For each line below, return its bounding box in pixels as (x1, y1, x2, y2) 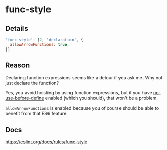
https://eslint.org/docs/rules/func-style (5, 139, 88, 145)
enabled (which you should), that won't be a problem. (45, 95, 158, 102)
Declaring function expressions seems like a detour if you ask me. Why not (5, 74, 163, 81)
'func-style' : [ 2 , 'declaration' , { (5, 37, 83, 42)
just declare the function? (5, 80, 59, 86)
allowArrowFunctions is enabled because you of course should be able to (5, 105, 159, 111)
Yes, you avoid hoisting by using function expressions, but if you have (5, 90, 152, 96)
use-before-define (5, 95, 44, 102)
